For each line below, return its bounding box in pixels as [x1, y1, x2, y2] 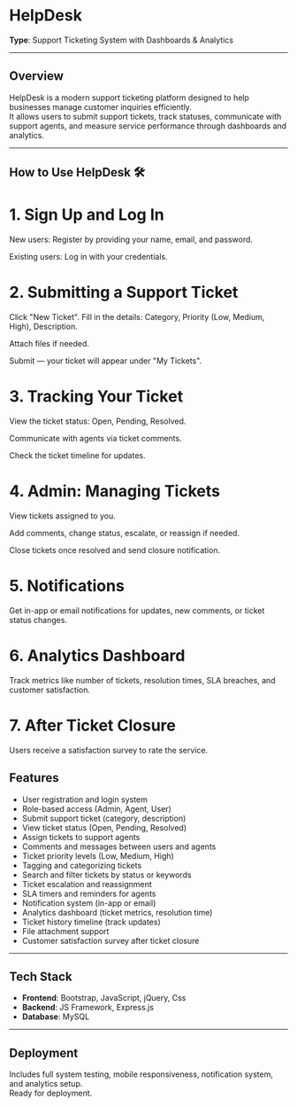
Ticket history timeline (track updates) [21, 916, 161, 927]
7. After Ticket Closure [9, 715, 177, 736]
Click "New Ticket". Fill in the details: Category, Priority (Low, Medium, [9, 312, 265, 323]
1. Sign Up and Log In [9, 205, 165, 225]
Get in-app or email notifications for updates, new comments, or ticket [9, 604, 265, 616]
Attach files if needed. [9, 339, 90, 349]
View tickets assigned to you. [9, 511, 117, 521]
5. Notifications [9, 576, 126, 596]
